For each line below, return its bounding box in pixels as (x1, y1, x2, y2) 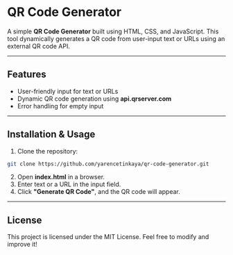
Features (7, 69, 46, 81)
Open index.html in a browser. (17, 173, 105, 181)
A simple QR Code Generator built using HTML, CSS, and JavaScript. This (7, 27, 219, 35)
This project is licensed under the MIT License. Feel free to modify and (7, 233, 209, 241)
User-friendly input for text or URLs (17, 87, 119, 95)
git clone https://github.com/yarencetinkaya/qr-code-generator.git (7, 161, 209, 167)
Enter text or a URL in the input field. (17, 180, 121, 188)
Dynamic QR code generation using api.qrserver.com (17, 94, 172, 103)
